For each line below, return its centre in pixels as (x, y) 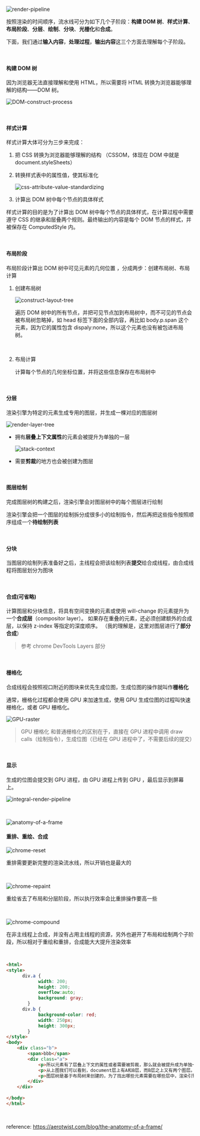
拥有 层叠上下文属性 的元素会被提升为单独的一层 (72, 437)
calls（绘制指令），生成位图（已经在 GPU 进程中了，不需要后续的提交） (108, 739)
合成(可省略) (21, 596)
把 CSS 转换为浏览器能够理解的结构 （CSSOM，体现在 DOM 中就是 (97, 155)
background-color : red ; (67, 1015)
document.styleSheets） (45, 163)
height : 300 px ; (57, 1026)
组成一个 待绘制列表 (35, 522)
